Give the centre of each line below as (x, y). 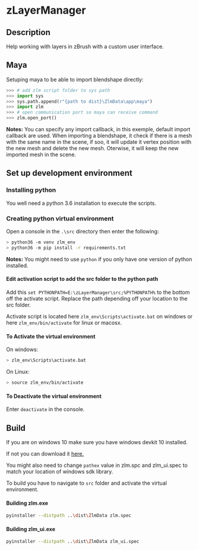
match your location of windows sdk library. (60, 471)
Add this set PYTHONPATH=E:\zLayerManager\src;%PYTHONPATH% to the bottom (98, 292)
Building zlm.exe (27, 503)
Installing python (31, 190)
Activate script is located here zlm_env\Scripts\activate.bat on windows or (99, 316)
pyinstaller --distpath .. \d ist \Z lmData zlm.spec (69, 516)
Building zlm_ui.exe (31, 529)
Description (28, 32)
